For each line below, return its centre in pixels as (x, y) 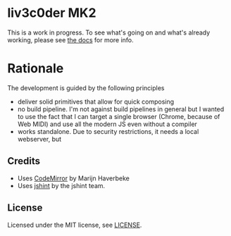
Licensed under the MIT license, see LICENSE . (75, 225)
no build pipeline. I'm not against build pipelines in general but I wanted (121, 109)
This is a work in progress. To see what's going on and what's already (109, 32)
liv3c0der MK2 (52, 13)
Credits (24, 161)
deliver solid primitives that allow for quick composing (96, 101)
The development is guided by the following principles (86, 88)
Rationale (36, 69)
